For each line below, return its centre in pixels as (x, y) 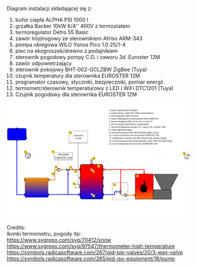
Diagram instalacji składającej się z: (50, 8)
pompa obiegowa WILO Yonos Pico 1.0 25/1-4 (70, 44)
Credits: (16, 228)
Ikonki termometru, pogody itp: (44, 234)
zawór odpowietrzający (43, 63)
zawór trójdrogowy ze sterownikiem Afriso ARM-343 (79, 38)
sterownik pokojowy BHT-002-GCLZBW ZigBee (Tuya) (81, 69)
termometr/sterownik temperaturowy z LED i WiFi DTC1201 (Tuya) (94, 88)
